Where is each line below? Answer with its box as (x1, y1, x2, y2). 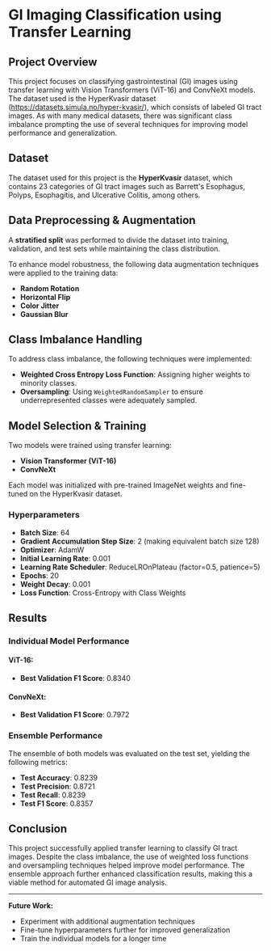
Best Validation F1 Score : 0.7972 (19, 710, 130, 720)
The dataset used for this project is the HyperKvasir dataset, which (8, 172, 233, 183)
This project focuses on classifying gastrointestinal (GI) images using (8, 77, 238, 86)
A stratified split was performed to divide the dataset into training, (8, 235, 230, 244)
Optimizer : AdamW (19, 544, 85, 555)
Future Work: (8, 901, 54, 911)
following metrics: (8, 757, 68, 767)
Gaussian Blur (19, 309, 69, 319)
